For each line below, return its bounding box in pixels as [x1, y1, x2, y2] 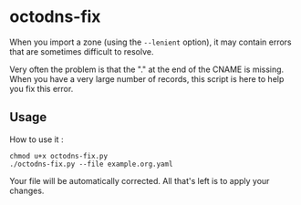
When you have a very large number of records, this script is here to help [9, 73, 285, 84]
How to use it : [9, 134, 64, 145]
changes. [9, 185, 45, 196]
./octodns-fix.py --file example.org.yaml [9, 159, 173, 169]
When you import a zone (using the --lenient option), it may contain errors [9, 36, 292, 47]
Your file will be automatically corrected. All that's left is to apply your [9, 175, 270, 186]
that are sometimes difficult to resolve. [9, 46, 154, 56]
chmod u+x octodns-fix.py [9, 151, 108, 160]
